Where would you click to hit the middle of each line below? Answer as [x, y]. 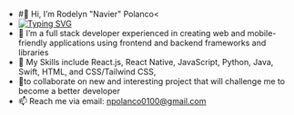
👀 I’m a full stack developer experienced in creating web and [132, 33]
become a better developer [69, 91]
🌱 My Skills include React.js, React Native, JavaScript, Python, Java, [146, 62]
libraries [33, 53]
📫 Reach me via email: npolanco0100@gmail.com [112, 101]
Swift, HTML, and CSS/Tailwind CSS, [87, 72]
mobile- [262, 33]
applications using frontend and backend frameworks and [158, 43]
